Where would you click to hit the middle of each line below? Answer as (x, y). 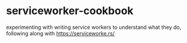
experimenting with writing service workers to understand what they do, (94, 27)
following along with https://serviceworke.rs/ (60, 33)
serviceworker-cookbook (70, 11)
